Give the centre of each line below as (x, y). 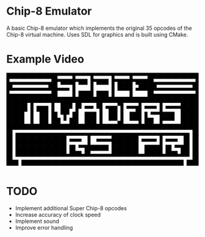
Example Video (45, 59)
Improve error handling (44, 227)
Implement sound (37, 221)
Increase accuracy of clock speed (58, 214)
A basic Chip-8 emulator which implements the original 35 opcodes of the (99, 28)
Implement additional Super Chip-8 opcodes (71, 208)
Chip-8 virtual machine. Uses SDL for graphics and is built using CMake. (97, 34)
